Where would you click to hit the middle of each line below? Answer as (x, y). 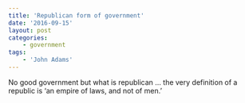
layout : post (30, 30)
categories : (28, 38)
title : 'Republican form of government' (77, 15)
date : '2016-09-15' (41, 23)
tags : (17, 52)
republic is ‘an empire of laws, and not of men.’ (85, 90)
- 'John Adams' (48, 60)
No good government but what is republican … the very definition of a (123, 82)
